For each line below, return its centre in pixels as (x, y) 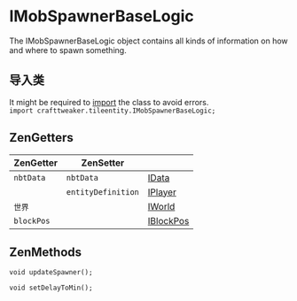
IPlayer (162, 192)
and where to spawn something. (68, 50)
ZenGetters (41, 138)
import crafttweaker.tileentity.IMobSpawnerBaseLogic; (113, 111)
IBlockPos (168, 220)
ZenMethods (46, 252)
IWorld (161, 206)
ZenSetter (103, 163)
